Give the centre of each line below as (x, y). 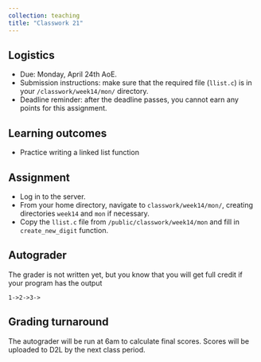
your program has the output (55, 282)
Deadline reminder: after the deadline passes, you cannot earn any (129, 99)
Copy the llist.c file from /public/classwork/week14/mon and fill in (130, 222)
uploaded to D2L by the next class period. (77, 349)
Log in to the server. (53, 197)
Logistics (31, 55)
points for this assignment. (63, 108)
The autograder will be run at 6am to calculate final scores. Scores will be (129, 341)
